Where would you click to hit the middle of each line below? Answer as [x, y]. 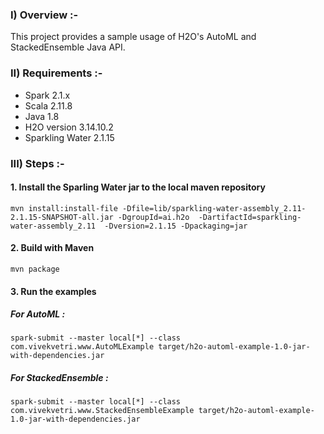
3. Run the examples [53, 291]
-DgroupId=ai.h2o [153, 217]
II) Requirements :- [56, 73]
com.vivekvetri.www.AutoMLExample [82, 347]
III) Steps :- [37, 163]
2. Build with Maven [52, 248]
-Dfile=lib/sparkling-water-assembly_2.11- [214, 208]
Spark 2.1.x [47, 95]
